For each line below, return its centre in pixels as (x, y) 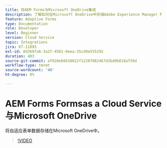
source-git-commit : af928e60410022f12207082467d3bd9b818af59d (71, 61)
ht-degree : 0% (20, 75)
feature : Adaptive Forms (31, 19)
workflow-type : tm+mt (28, 65)
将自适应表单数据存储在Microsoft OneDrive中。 (54, 131)
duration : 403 (20, 56)
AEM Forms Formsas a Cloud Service (83, 104)
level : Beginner (22, 33)
